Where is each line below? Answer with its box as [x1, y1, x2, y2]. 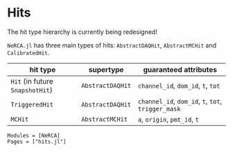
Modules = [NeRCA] [7, 132, 60, 139]
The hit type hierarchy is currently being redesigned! [7, 28, 157, 36]
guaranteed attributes [143, 64, 217, 74]
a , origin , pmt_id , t [137, 114, 199, 124]
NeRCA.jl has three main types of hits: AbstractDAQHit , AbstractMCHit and [7, 41, 217, 49]
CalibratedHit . [7, 48, 50, 57]
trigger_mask [137, 105, 181, 113]
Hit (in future [10, 76, 53, 86]
